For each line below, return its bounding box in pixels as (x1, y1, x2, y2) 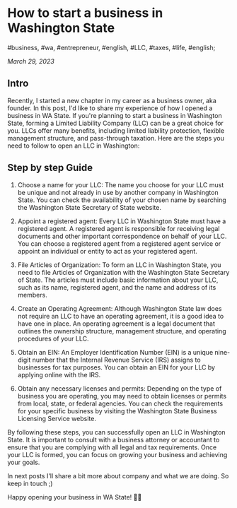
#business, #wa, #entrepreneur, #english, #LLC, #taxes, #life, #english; (7, 43, 216, 52)
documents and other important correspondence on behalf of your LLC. (17, 232, 227, 240)
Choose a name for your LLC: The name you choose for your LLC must (17, 180, 224, 189)
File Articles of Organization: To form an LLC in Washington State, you (17, 260, 221, 269)
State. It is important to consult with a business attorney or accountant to (7, 435, 220, 444)
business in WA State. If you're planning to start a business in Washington (7, 111, 222, 119)
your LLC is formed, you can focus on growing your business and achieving (7, 450, 228, 459)
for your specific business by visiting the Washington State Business (17, 406, 217, 415)
